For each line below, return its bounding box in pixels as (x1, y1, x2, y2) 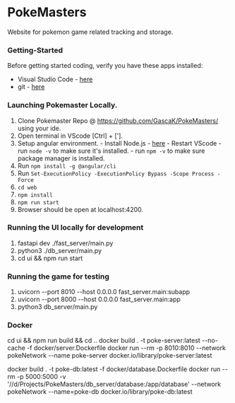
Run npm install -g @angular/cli (17, 161, 116, 170)
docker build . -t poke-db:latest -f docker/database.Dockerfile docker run (7, 365, 221, 373)
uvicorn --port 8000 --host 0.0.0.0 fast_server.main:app (17, 295, 181, 304)
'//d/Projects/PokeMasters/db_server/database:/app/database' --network (7, 380, 221, 389)
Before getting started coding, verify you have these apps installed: (7, 62, 203, 70)
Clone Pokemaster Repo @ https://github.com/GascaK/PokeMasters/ (17, 116, 219, 124)
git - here (17, 83, 45, 91)
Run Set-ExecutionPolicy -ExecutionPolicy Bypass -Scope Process (17, 169, 215, 177)
